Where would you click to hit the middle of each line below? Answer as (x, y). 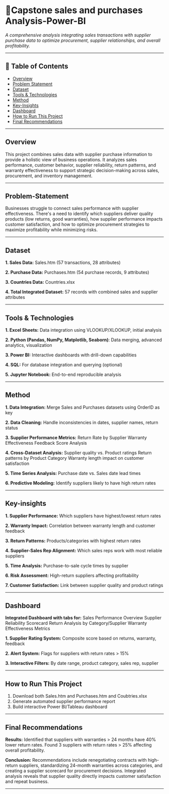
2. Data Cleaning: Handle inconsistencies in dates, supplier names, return (82, 422)
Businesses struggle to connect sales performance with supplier (72, 208)
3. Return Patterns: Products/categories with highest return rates (73, 541)
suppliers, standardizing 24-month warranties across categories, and (91, 765)
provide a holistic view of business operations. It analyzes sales (71, 160)
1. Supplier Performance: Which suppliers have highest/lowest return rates (83, 516)
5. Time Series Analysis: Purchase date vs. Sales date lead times (73, 473)
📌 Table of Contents (37, 66)
